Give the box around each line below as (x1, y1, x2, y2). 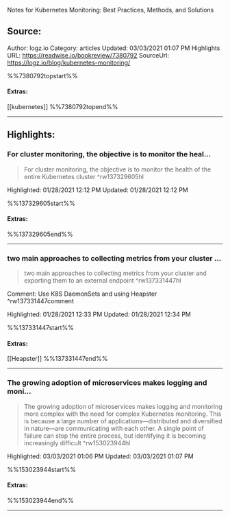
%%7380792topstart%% (7, 71, 78, 80)
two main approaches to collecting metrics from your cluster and (23, 269, 207, 277)
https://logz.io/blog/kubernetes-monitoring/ (7, 58, 131, 67)
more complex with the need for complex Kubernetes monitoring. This (23, 410, 222, 418)
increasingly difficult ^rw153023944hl (23, 438, 131, 447)
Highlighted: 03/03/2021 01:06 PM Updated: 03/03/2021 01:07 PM (7, 452, 194, 460)
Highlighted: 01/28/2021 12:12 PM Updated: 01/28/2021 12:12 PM (7, 185, 188, 194)
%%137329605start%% (7, 199, 75, 207)
